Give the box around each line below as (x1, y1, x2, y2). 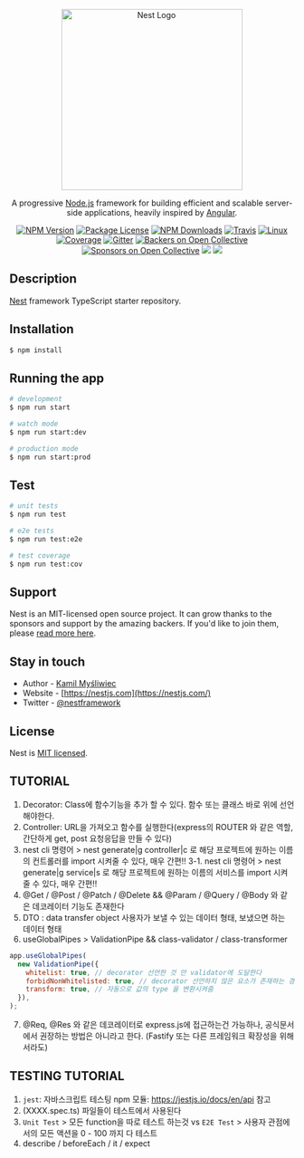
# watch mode (9, 419, 59, 429)
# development (9, 395, 63, 404)
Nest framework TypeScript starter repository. (9, 295, 182, 306)
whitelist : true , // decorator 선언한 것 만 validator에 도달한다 (25, 968, 262, 977)
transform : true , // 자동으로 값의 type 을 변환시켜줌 (25, 985, 214, 994)
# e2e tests (9, 526, 54, 536)
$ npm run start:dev (9, 427, 88, 436)
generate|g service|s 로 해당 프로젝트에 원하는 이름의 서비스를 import (22, 866, 271, 877)
